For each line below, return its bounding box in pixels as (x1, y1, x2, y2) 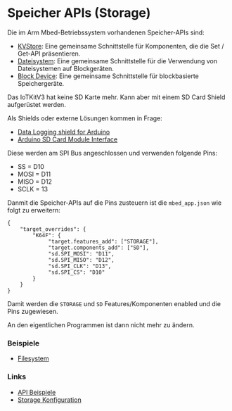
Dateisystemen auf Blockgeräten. (17, 64, 115, 72)
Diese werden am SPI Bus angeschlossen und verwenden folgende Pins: (7, 148, 218, 157)
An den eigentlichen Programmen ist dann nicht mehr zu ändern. (7, 320, 195, 329)
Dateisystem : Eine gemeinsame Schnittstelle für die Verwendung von (17, 56, 218, 65)
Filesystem (17, 354, 49, 363)
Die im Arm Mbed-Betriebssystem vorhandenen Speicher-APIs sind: (7, 28, 205, 37)
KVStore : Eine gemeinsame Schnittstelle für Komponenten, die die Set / (17, 42, 224, 50)
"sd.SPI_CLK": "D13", (48, 263, 112, 270)
